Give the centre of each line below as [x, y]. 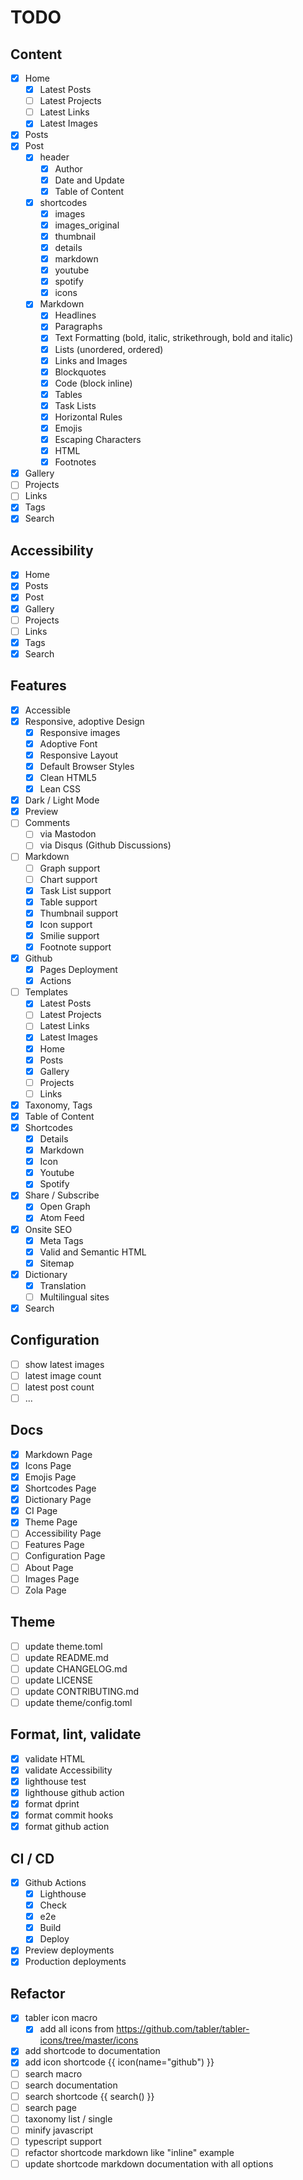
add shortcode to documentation [92, 2051]
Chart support [68, 879]
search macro [53, 2073]
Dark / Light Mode [62, 800]
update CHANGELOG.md [76, 1668]
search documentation [71, 2085]
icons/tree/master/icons [89, 2040]
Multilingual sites [74, 1297]
